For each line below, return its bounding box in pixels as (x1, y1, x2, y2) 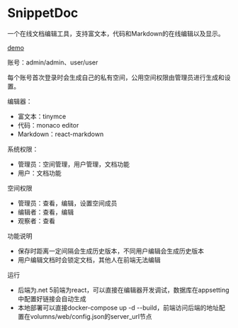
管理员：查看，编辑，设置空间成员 (17, 198, 118, 207)
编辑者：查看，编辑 (17, 208, 74, 216)
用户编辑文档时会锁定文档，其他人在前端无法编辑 (17, 255, 161, 264)
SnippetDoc (7, 5, 79, 21)
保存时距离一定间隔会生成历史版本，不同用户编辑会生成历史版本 (17, 247, 204, 255)
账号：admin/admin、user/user (7, 58, 98, 67)
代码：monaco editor (17, 120, 79, 129)
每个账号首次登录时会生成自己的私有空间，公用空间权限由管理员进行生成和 (7, 73, 225, 81)
